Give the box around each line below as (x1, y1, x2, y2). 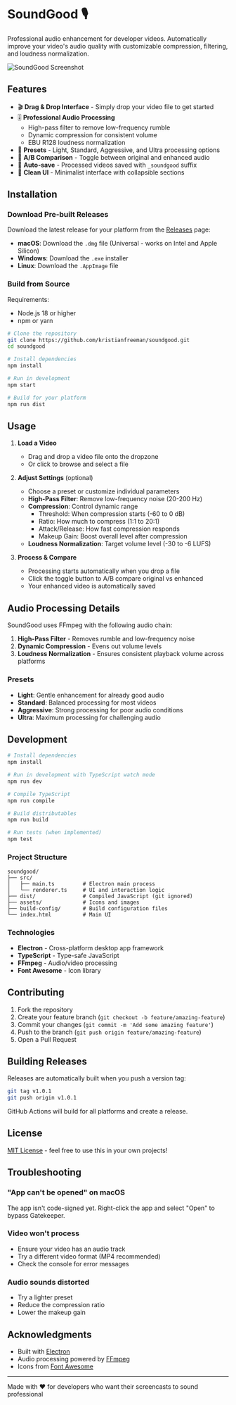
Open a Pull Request (17, 1035, 77, 1043)
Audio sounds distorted (7, 1277, 90, 1287)
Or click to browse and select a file (27, 460, 129, 469)
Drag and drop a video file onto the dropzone (27, 453, 159, 461)
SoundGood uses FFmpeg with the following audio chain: (7, 621, 173, 629)
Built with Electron (17, 1347, 70, 1356)
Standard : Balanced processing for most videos (17, 698, 157, 707)
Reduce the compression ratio (17, 1301, 105, 1309)
